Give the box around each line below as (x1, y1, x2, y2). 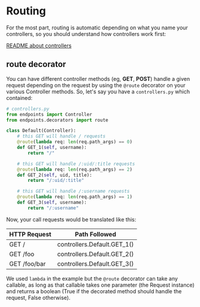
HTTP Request (9, 230, 52, 238)
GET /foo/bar (9, 259, 46, 268)
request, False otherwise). (6, 294, 71, 301)
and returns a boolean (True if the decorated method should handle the (6, 287, 182, 294)
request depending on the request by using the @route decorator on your (6, 81, 186, 89)
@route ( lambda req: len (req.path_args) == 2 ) (17, 166, 133, 172)
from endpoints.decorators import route (6, 117, 109, 123)
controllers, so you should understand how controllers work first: (6, 30, 166, 37)
